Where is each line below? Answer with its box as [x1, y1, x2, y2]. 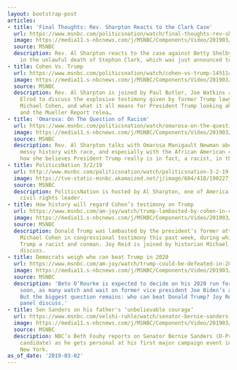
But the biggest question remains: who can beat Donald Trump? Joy [20, 293, 222, 301]
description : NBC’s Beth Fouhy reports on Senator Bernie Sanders [13, 333, 213, 340]
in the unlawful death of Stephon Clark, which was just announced [20, 57, 222, 64]
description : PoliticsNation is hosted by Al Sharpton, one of [13, 188, 203, 195]
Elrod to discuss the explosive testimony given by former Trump [20, 96, 217, 103]
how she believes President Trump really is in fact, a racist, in [20, 155, 222, 163]
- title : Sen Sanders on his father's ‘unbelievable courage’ [7, 306, 194, 313]
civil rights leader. [20, 195, 83, 202]
